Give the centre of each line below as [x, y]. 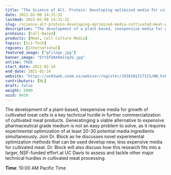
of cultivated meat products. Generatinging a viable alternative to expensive [85, 121]
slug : [11, 24]
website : [15, 76]
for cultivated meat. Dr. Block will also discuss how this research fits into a [83, 148]
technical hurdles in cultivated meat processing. [55, 158]
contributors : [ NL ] [26, 81]
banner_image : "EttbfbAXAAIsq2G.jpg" [45, 57]
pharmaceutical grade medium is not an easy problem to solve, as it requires [85, 126]
